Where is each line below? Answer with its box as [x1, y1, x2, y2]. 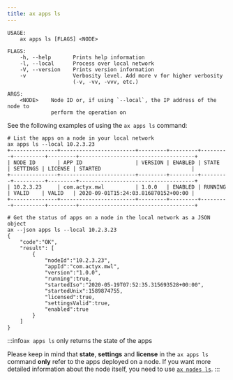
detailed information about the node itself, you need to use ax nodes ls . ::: [7, 365, 220, 373]
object [7, 220, 27, 227]
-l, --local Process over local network [20, 60, 155, 67]
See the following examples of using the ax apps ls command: [7, 121, 188, 129]
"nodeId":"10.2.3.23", [44, 256, 111, 264]
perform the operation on [51, 109, 127, 116]
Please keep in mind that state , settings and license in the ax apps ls [7, 350, 209, 358]
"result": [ [20, 244, 54, 251]
